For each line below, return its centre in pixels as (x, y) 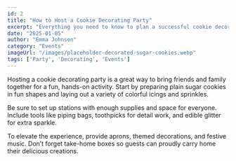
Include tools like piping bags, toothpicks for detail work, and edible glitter (114, 115)
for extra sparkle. (32, 122)
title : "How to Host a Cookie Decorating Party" (80, 20)
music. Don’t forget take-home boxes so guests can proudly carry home (112, 143)
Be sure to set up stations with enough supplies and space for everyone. (112, 107)
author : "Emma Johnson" (42, 40)
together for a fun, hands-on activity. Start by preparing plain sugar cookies (117, 86)
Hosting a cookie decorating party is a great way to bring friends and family (117, 79)
